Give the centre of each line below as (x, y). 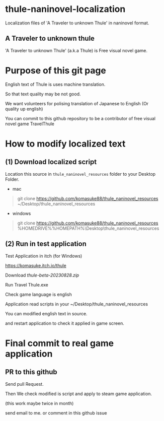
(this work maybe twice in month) (40, 403)
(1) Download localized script (51, 162)
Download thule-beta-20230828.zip (42, 275)
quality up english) (24, 109)
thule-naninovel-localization (65, 9)
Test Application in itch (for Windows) (44, 256)
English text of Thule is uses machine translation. (55, 84)
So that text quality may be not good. (43, 94)
